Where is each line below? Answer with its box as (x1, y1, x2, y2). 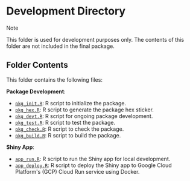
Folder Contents (6, 60, 68, 70)
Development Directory (6, 4, 125, 18)
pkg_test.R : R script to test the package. (14, 119, 116, 126)
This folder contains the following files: (6, 76, 103, 83)
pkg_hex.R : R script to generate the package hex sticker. (14, 106, 154, 113)
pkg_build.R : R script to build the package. (14, 131, 121, 139)
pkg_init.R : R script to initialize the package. (14, 99, 127, 107)
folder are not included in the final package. (6, 42, 115, 50)
